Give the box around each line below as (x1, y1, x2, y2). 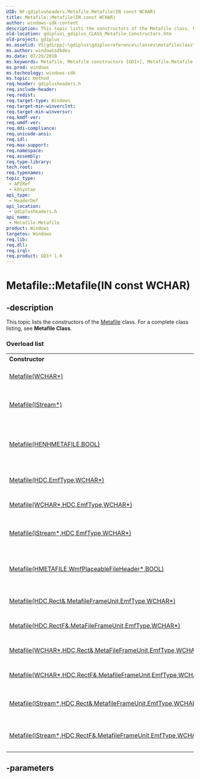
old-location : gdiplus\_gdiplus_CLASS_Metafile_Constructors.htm (6, 31, 171, 37)
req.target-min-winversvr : (6, 109, 73, 115)
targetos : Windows (6, 231, 52, 237)
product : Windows (6, 225, 49, 231)
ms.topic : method (6, 75, 49, 81)
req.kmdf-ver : (6, 114, 42, 120)
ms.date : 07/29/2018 (6, 53, 58, 59)
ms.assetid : (6, 42, 36, 48)
